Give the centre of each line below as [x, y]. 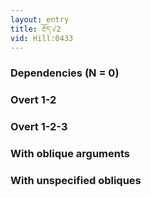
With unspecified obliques [76, 180]
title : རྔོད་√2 [36, 29]
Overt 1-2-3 [39, 127]
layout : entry [40, 19]
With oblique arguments [70, 154]
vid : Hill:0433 [42, 38]
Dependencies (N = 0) [65, 73]
